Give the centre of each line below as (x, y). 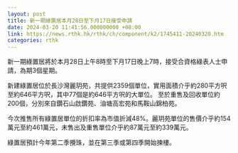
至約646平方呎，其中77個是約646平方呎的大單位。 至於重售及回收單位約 (114, 95)
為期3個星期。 (40, 70)
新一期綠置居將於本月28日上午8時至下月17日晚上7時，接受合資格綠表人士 (114, 62)
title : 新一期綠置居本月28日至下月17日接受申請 (70, 21)
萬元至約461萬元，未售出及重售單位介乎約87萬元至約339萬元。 (100, 127)
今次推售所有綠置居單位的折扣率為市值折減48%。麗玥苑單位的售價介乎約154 (119, 119)
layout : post (27, 14)
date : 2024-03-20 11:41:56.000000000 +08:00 (74, 27)
